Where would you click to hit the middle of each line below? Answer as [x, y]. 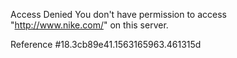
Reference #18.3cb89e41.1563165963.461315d [106, 44]
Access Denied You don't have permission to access [118, 14]
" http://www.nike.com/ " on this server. [89, 25]
